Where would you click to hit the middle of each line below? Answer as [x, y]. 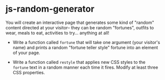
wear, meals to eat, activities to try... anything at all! [57, 33]
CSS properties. [29, 72]
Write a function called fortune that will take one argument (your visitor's [86, 42]
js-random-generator [50, 9]
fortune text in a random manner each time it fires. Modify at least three [85, 67]
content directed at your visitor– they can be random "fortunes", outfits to [80, 27]
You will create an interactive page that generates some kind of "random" [80, 22]
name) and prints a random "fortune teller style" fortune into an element [85, 47]
